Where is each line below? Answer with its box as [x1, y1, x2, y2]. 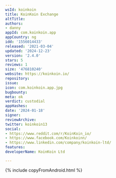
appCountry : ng [5, 35, 37, 40]
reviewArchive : [5, 117, 37, 122]
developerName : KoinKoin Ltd [5, 149, 65, 154]
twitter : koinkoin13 [5, 122, 48, 127]
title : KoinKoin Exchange [5, 12, 58, 17]
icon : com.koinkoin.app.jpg [5, 85, 63, 90]
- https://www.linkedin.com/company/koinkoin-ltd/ [5, 140, 112, 145]
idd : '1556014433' [5, 39, 43, 44]
